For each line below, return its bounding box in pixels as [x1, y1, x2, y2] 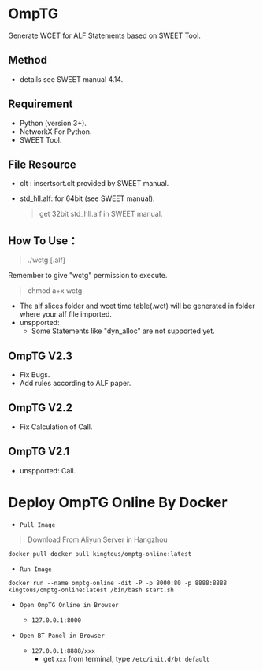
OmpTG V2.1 [8, 445, 70, 458]
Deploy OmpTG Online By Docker [8, 493, 228, 511]
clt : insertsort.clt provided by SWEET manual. [19, 179, 169, 188]
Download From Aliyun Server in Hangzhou [27, 535, 168, 544]
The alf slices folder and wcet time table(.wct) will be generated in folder [19, 301, 256, 311]
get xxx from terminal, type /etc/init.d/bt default [43, 654, 210, 663]
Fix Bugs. [19, 370, 50, 379]
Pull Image [19, 521, 56, 528]
